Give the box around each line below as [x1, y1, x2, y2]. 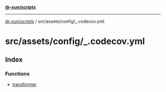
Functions [5, 70, 30, 77]
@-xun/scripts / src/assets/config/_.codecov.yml [5, 18, 105, 24]
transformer [12, 81, 37, 87]
